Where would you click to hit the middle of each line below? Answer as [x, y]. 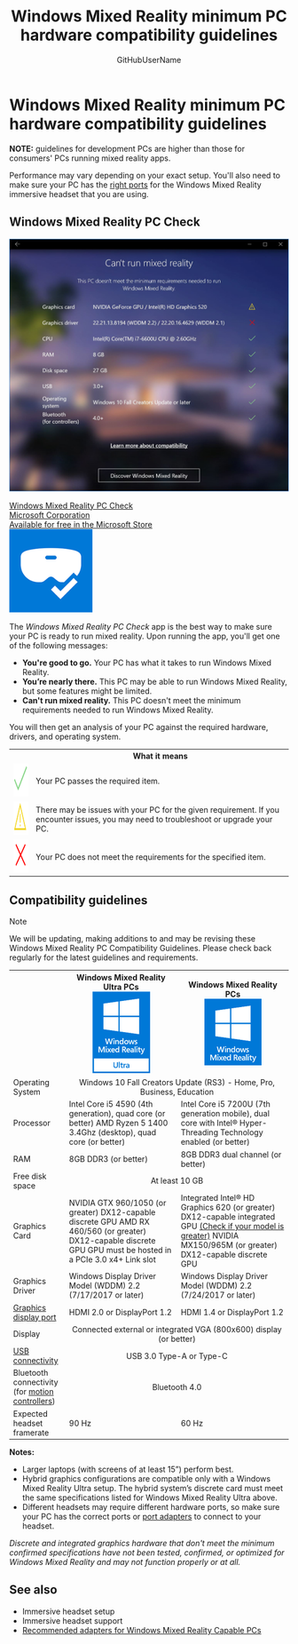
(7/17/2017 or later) [106, 1295]
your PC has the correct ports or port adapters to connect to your [141, 1517]
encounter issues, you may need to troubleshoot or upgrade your [154, 819]
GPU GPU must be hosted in [120, 1250]
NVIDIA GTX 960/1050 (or [118, 1203]
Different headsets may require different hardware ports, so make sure [151, 1507]
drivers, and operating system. [65, 736]
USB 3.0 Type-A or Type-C [177, 1355]
